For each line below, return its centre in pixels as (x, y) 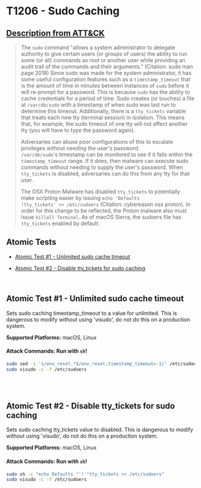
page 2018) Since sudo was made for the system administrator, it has (106, 73)
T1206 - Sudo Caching (63, 11)
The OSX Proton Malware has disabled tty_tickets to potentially (100, 192)
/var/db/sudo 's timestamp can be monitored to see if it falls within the (107, 154)
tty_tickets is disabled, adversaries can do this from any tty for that (105, 174)
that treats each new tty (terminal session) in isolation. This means (103, 117)
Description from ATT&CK (55, 33)
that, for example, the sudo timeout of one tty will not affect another (104, 124)
